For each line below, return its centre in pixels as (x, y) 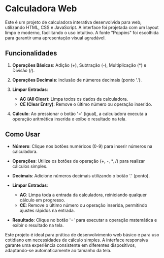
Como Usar (23, 134)
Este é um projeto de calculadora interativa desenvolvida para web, (73, 22)
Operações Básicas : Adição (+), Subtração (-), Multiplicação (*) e (79, 65)
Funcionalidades (31, 53)
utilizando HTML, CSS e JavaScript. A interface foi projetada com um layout (82, 27)
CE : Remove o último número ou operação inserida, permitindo (83, 205)
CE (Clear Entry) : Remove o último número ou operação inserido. (86, 104)
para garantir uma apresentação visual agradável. (55, 38)
